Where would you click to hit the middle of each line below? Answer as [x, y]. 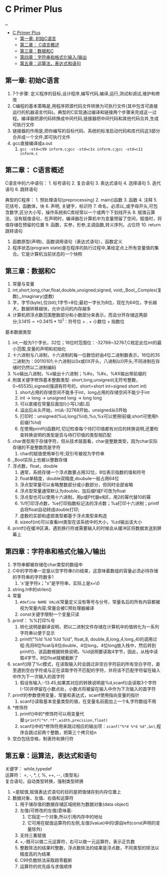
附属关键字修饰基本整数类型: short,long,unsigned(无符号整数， [76, 380]
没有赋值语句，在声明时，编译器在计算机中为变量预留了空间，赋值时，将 [88, 218]
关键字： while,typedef [29, 769]
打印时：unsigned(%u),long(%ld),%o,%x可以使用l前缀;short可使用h [89, 416]
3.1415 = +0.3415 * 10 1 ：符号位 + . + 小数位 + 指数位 [71, 321]
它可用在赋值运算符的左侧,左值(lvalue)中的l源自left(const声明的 [91, 823]
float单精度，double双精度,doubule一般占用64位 [69, 479]
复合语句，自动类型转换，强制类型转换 [44, 781]
